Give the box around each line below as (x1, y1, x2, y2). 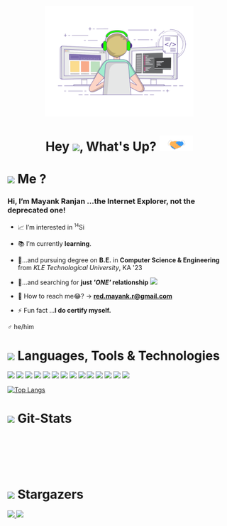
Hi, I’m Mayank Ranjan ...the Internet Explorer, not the (7, 196, 195, 206)
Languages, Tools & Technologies (17, 348, 220, 364)
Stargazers (17, 486, 84, 503)
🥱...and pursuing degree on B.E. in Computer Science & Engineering (17, 256, 220, 264)
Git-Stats (17, 411, 72, 426)
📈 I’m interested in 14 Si (17, 222, 85, 231)
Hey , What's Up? (45, 139, 157, 155)
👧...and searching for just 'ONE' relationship (17, 278, 149, 286)
